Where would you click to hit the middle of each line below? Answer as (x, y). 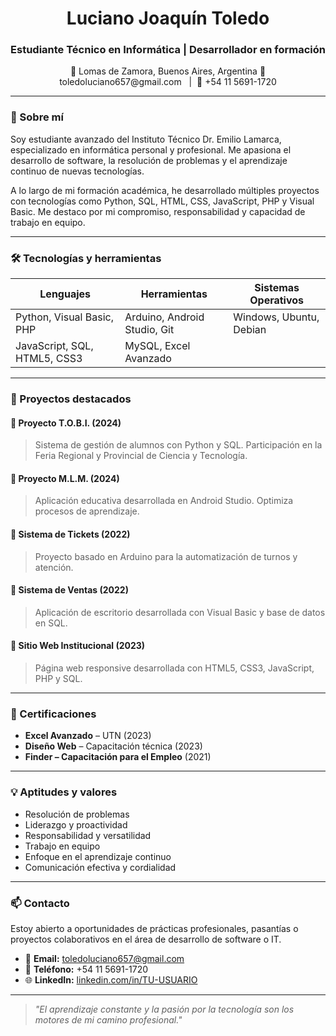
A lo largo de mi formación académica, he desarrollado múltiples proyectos (165, 190)
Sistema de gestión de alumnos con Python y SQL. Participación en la (178, 445)
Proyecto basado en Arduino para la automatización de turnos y (166, 556)
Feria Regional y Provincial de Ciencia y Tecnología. (141, 456)
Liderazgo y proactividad (76, 824)
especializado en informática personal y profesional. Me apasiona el (151, 149)
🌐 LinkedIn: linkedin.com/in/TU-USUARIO (111, 979)
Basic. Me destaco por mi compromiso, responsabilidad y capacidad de (158, 211)
